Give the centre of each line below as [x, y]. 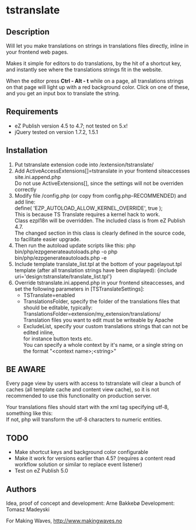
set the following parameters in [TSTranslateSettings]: [79, 289]
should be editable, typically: [58, 307]
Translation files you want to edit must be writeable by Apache [98, 320]
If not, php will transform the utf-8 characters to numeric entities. [84, 419]
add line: [25, 202]
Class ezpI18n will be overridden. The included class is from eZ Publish [100, 221]
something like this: [29, 414]
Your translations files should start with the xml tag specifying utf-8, [87, 407]
